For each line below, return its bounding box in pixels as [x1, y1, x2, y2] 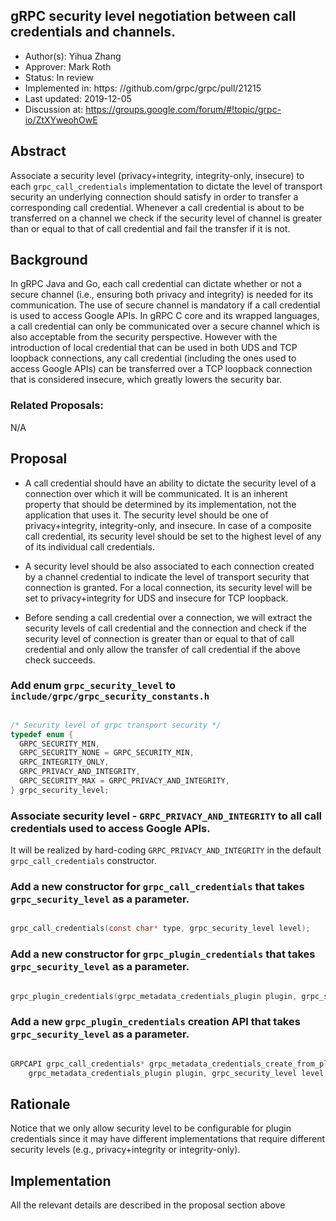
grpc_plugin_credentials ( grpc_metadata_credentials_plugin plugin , [10, 991, 298, 1001]
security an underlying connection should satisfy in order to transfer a [10, 190, 299, 203]
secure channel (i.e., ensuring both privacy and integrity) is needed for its [10, 289, 314, 301]
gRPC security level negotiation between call [10, 8, 297, 25]
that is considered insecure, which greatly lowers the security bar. [10, 374, 283, 386]
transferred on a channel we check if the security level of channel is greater [10, 212, 323, 224]
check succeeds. [24, 654, 96, 666]
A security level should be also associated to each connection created [24, 560, 315, 572]
